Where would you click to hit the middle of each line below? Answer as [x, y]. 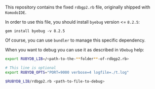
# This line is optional [31, 68]
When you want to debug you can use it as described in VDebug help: [75, 50]
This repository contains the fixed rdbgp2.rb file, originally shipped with [78, 7]
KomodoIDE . [16, 12]
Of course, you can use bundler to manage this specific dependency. [75, 40]
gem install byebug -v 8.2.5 [35, 31]
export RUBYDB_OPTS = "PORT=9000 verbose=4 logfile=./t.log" [67, 72]
